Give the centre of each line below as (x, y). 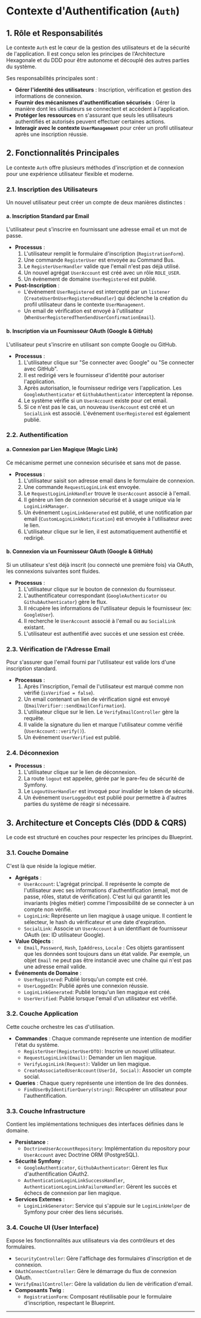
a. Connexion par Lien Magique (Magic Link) (62, 450)
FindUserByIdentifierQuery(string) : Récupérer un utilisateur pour (105, 1089)
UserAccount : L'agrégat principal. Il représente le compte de (97, 883)
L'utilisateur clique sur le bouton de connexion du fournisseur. (100, 589)
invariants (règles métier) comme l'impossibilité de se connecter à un (109, 903)
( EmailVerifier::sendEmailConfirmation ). (75, 706)
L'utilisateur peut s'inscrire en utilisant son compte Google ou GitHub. (92, 344)
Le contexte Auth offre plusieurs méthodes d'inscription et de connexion (95, 167)
